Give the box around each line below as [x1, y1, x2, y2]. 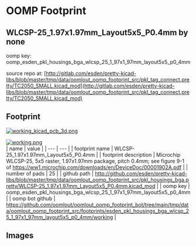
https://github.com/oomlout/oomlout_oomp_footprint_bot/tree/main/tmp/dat [6, 201, 189, 208]
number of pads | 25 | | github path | [6, 170, 94, 177]
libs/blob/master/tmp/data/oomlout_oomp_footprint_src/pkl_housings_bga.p [6, 176, 189, 183]
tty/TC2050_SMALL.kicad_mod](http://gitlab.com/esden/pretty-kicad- [6, 82, 175, 89]
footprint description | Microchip [102, 151, 181, 158]
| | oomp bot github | [6, 195, 56, 202]
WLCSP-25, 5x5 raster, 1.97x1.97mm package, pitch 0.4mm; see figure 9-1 [6, 157, 184, 164]
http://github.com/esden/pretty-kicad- [94, 170, 188, 177]
